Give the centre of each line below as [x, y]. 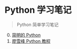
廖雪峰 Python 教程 [31, 41]
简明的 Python [26, 35]
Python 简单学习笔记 [38, 24]
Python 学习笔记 [38, 10]
